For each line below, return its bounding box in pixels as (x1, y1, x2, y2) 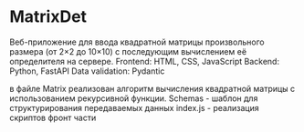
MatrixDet (9, 6, 88, 27)
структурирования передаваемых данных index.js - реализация (9, 102, 259, 113)
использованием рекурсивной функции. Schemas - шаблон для (9, 93, 258, 104)
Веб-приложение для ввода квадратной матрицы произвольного (9, 36, 265, 47)
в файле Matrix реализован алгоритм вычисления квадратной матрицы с (9, 83, 296, 94)
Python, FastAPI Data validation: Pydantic (9, 66, 165, 76)
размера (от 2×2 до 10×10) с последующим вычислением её (9, 46, 247, 56)
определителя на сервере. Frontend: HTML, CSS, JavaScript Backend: (9, 56, 280, 66)
